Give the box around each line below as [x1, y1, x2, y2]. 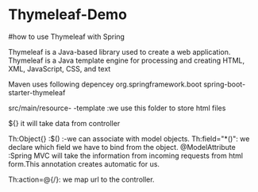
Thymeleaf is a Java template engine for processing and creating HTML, [8, 56, 245, 65]
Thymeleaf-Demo [8, 6, 127, 24]
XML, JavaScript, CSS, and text [8, 63, 111, 73]
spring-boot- [203, 79, 246, 89]
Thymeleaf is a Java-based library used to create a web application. [8, 47, 231, 56]
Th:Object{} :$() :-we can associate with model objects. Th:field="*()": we [8, 133, 250, 144]
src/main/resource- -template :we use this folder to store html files [8, 103, 226, 113]
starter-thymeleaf [8, 87, 66, 97]
